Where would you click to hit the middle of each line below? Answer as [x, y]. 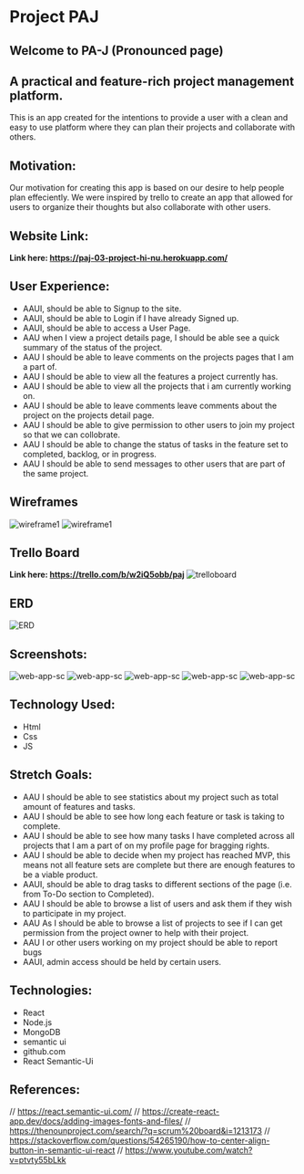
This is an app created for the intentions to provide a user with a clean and [149, 118]
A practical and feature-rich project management [152, 81]
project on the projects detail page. [88, 415]
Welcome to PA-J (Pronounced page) [117, 51]
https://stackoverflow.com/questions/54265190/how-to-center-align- [140, 1141]
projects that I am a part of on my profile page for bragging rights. [146, 845]
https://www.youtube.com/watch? [189, 1150]
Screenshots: [49, 654]
